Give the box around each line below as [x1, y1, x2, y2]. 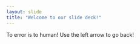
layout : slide [6, 8, 42, 15]
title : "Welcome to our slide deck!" [6, 14, 102, 20]
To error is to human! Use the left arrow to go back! [6, 31, 135, 38]
